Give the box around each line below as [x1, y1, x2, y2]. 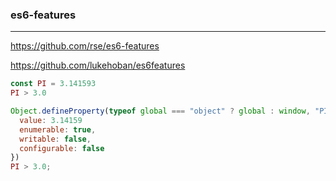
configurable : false [19, 143, 105, 153]
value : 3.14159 [19, 115, 83, 125]
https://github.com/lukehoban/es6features [10, 59, 186, 72]
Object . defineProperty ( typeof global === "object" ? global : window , [10, 106, 311, 117]
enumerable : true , [19, 124, 97, 135]
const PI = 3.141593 [10, 79, 97, 89]
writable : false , [19, 134, 92, 144]
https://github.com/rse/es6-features [10, 40, 160, 52]
